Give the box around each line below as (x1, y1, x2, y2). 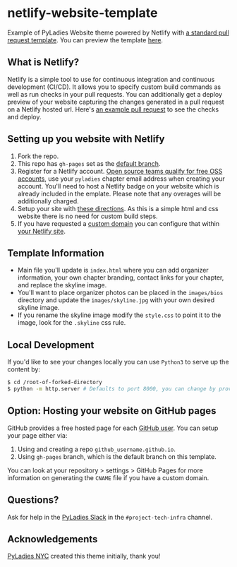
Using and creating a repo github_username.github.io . (17, 445, 176, 453)
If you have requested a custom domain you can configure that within (17, 219, 220, 227)
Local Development (7, 339, 95, 351)
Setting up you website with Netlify (7, 133, 165, 145)
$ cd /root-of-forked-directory (7, 379, 102, 386)
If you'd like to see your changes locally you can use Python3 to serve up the (7, 358, 229, 366)
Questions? (7, 494, 59, 506)
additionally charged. (17, 196, 79, 205)
